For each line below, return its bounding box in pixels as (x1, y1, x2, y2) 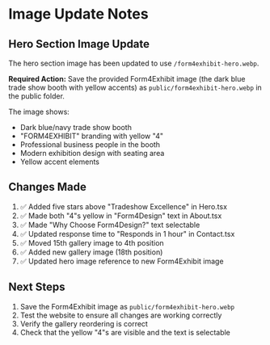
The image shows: (8, 107, 70, 116)
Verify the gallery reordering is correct (19, 318, 148, 328)
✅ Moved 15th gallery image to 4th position (19, 238, 164, 247)
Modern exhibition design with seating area (19, 149, 165, 158)
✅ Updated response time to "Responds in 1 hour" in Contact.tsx (19, 229, 235, 238)
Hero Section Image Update (8, 37, 150, 51)
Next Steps (8, 280, 65, 294)
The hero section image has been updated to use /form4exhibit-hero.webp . (8, 58, 259, 68)
